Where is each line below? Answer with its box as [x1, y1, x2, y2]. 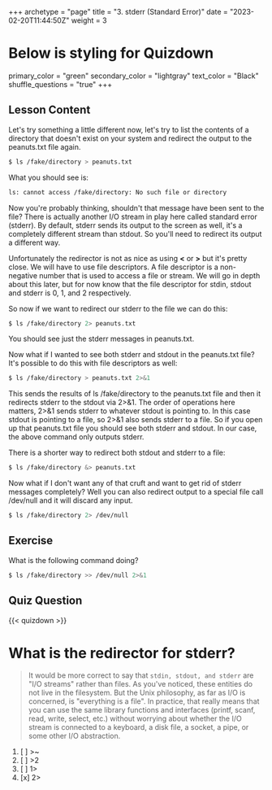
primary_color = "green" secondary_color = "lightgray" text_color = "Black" [8, 71, 259, 81]
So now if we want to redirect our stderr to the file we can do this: [8, 303, 228, 313]
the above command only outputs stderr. [8, 432, 145, 442]
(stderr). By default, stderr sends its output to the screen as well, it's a [8, 220, 243, 230]
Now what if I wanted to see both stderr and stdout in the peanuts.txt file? [8, 350, 255, 360]
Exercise [8, 534, 54, 548]
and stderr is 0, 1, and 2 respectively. [8, 288, 132, 298]
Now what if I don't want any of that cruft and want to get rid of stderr [8, 478, 242, 488]
